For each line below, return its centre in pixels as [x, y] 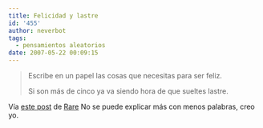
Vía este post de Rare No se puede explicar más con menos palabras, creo [131, 106]
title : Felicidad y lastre [53, 16]
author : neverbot [37, 30]
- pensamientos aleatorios [61, 46]
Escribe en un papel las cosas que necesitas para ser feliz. [125, 76]
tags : [17, 38]
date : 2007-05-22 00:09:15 [53, 53]
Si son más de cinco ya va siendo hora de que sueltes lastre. [128, 91]
